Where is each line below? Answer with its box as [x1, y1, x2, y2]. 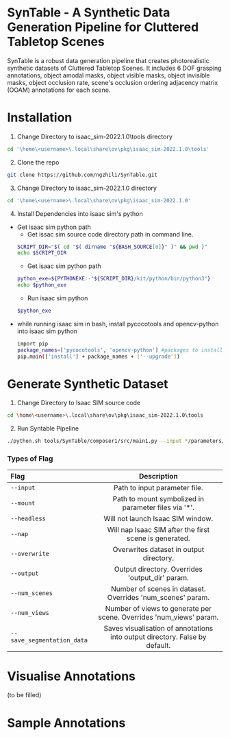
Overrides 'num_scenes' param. [107, 593, 210, 603]
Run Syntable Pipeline [16, 424, 79, 433]
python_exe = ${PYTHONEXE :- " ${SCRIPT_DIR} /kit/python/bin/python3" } [16, 276, 211, 282]
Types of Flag [7, 454, 53, 463]
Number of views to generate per [105, 604, 212, 614]
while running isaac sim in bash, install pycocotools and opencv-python [16, 319, 219, 328]
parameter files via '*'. [122, 503, 195, 512]
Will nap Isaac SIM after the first [107, 525, 210, 535]
